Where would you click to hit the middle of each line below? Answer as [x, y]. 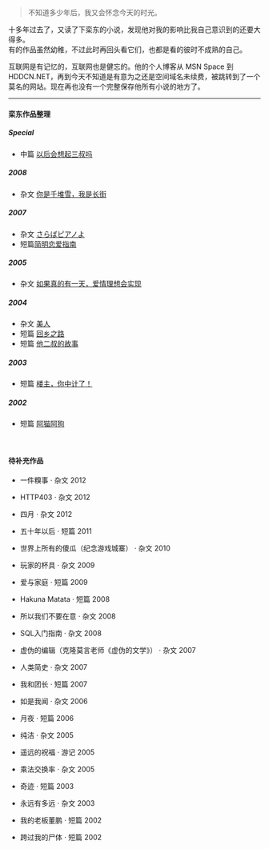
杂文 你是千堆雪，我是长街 [63, 194]
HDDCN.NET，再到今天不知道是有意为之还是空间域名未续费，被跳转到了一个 [134, 76]
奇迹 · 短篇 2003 [47, 786]
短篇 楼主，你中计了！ [56, 384]
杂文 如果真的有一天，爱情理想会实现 [80, 284]
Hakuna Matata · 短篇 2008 [65, 599]
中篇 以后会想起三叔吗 [56, 154]
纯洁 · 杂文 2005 [47, 735]
